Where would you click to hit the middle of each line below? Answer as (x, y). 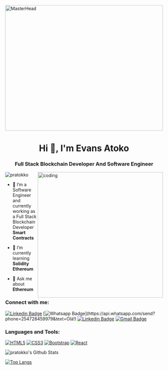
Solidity (20, 264)
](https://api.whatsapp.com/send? (120, 313)
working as (24, 211)
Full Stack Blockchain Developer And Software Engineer (84, 164)
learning (21, 259)
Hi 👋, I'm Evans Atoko (84, 148)
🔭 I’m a (19, 185)
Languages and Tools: (32, 332)
